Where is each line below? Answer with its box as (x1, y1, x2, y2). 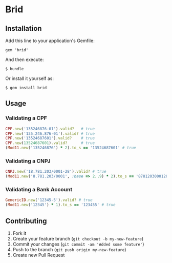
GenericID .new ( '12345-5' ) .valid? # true (5, 197, 93, 203)
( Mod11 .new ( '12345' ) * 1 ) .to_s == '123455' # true (5, 203, 116, 208)
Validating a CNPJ (5, 157, 51, 165)
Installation (5, 24, 42, 33)
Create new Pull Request (12, 252, 65, 258)
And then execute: (5, 56, 44, 63)
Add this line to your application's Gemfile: (5, 37, 95, 44)
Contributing (5, 216, 47, 225)
